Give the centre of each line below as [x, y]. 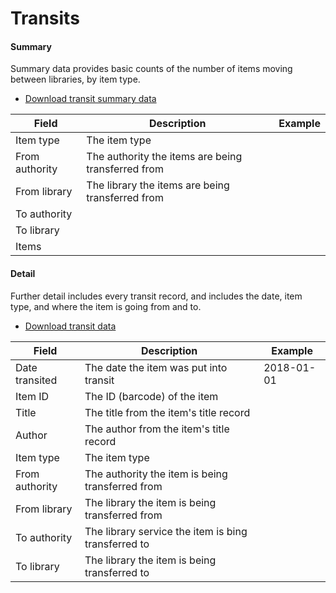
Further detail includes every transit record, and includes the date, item [156, 296]
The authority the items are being [164, 157]
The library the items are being [158, 185]
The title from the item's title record [167, 412]
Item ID [32, 396]
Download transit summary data [90, 99]
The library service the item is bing [166, 531]
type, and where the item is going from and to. [106, 306]
